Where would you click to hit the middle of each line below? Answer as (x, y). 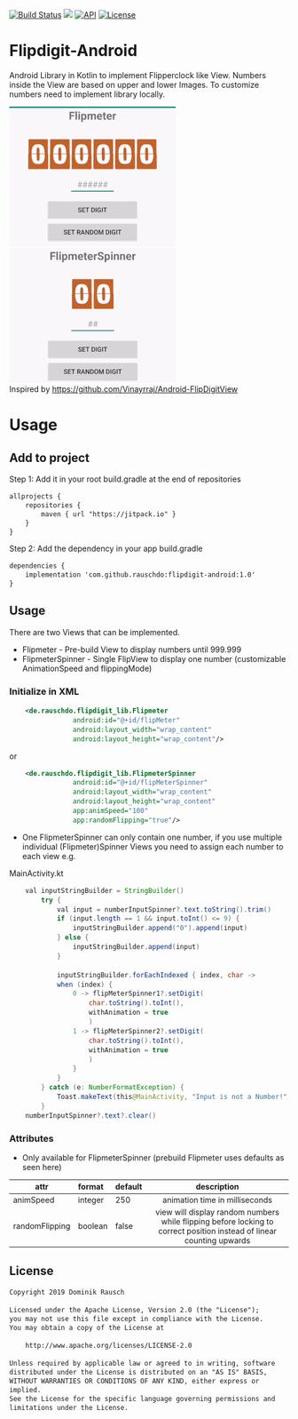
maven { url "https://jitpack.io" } (109, 514)
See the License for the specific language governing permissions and (142, 1399)
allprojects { (35, 496)
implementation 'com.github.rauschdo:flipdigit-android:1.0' (140, 574)
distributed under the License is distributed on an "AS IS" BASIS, (138, 1373)
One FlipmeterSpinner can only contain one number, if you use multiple (152, 837)
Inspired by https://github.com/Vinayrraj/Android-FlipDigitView (123, 389)
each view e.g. (49, 856)
